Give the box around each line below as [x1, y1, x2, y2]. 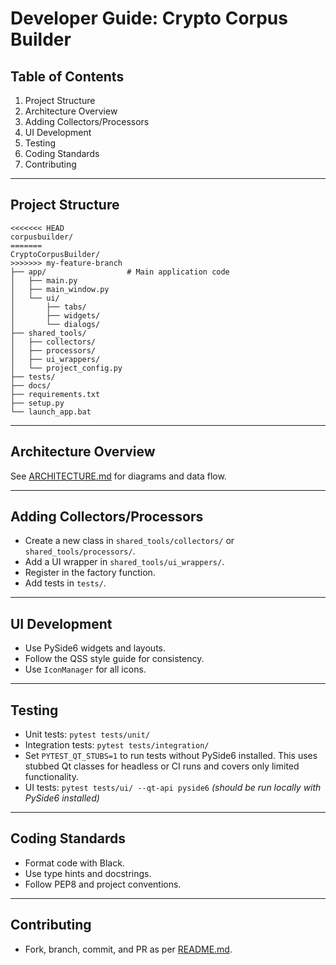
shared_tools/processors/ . [24, 545, 136, 557]
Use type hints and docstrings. [24, 867, 152, 879]
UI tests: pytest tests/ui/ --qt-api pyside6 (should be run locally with [24, 782, 322, 794]
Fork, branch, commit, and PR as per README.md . [24, 943, 233, 955]
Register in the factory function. [24, 567, 156, 579]
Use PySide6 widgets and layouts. [24, 642, 167, 654]
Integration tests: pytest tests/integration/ [24, 739, 210, 751]
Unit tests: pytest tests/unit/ [24, 728, 151, 741]
